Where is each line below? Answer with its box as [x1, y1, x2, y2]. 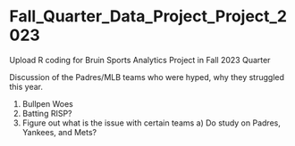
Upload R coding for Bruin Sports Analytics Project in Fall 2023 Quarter [9, 54, 271, 65]
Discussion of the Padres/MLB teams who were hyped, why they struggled [9, 71, 284, 82]
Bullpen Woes [21, 98, 73, 109]
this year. [9, 81, 43, 92]
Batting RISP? [21, 108, 73, 118]
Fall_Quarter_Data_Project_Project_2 [9, 6, 288, 27]
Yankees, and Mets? [21, 126, 97, 137]
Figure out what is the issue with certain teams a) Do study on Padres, [21, 118, 282, 128]
